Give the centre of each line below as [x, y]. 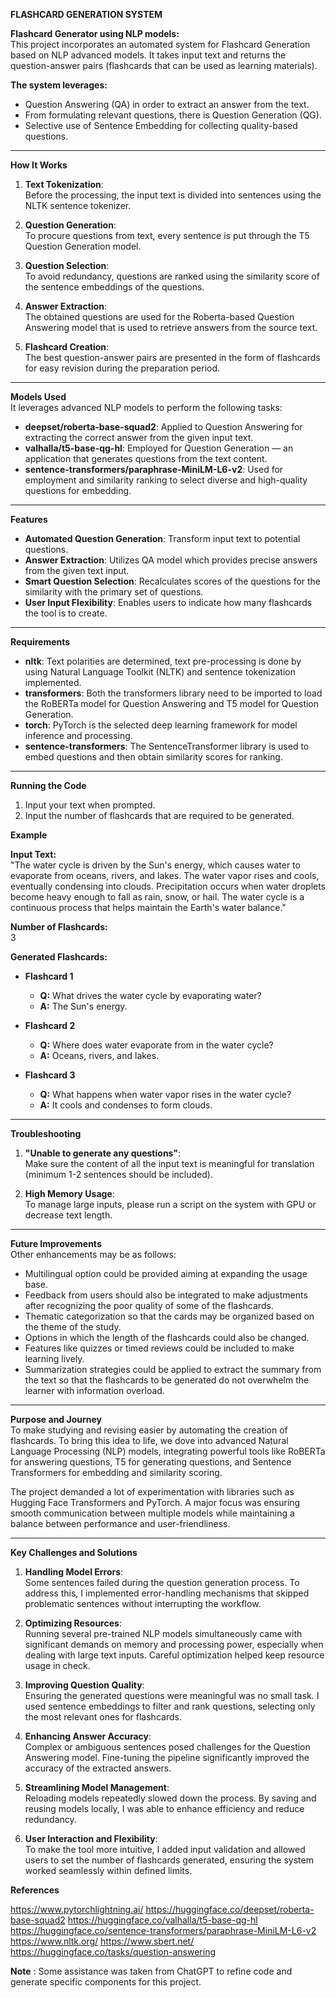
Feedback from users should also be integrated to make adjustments [166, 1295]
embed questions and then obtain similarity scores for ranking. [153, 757]
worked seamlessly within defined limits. [108, 1870]
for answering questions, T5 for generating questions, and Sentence [151, 1462]
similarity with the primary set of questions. [114, 592]
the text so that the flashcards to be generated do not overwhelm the [167, 1380]
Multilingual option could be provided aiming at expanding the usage [166, 1273]
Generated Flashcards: [59, 957]
